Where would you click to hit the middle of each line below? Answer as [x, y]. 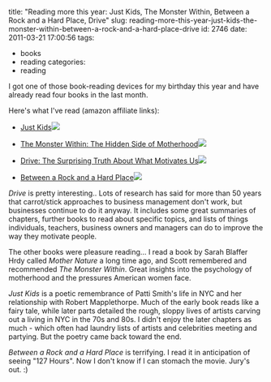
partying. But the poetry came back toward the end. [95, 337]
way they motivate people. [53, 236]
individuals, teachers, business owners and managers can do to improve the [136, 227]
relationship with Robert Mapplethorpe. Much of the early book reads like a [134, 302]
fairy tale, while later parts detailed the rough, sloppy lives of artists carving [135, 311]
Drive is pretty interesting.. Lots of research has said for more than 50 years [135, 193]
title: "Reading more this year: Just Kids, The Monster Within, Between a [129, 12]
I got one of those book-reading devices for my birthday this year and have [134, 86]
